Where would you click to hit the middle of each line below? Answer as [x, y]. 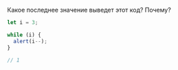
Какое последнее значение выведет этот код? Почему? [89, 10]
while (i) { [24, 35]
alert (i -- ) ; [31, 41]
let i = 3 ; [23, 23]
